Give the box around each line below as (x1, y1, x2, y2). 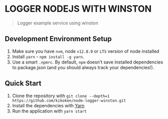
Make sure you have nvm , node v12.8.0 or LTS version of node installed (12, 48, 159, 54)
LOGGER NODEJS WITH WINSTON (5, 3, 152, 15)
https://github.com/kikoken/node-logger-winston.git (12, 98, 126, 103)
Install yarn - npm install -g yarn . (12, 53, 84, 59)
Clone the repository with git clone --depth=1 (12, 93, 110, 99)
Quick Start (5, 79, 42, 88)
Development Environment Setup (5, 35, 112, 43)
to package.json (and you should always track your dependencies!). (12, 64, 154, 70)
